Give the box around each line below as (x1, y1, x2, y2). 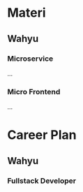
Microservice (7, 54, 54, 64)
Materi (7, 5, 47, 21)
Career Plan (7, 127, 77, 143)
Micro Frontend (7, 87, 61, 96)
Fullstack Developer (7, 176, 77, 186)
